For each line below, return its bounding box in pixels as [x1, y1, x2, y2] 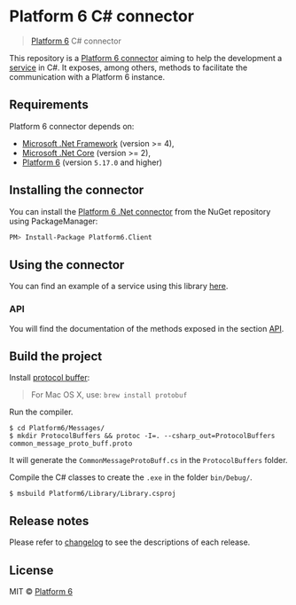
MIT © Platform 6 [9, 585, 74, 596]
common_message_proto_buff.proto [9, 439, 133, 449]
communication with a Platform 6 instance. [9, 71, 166, 82]
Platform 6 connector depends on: [9, 121, 135, 131]
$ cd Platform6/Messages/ [9, 424, 105, 433]
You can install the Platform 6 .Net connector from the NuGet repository [9, 206, 271, 216]
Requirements [9, 98, 89, 113]
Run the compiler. [9, 406, 74, 418]
